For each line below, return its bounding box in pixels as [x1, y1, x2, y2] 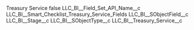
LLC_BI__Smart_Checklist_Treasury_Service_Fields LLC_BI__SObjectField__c [6, 11, 189, 18]
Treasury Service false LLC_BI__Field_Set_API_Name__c [6, 5, 141, 11]
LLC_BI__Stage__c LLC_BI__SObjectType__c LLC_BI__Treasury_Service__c [6, 17, 183, 24]
